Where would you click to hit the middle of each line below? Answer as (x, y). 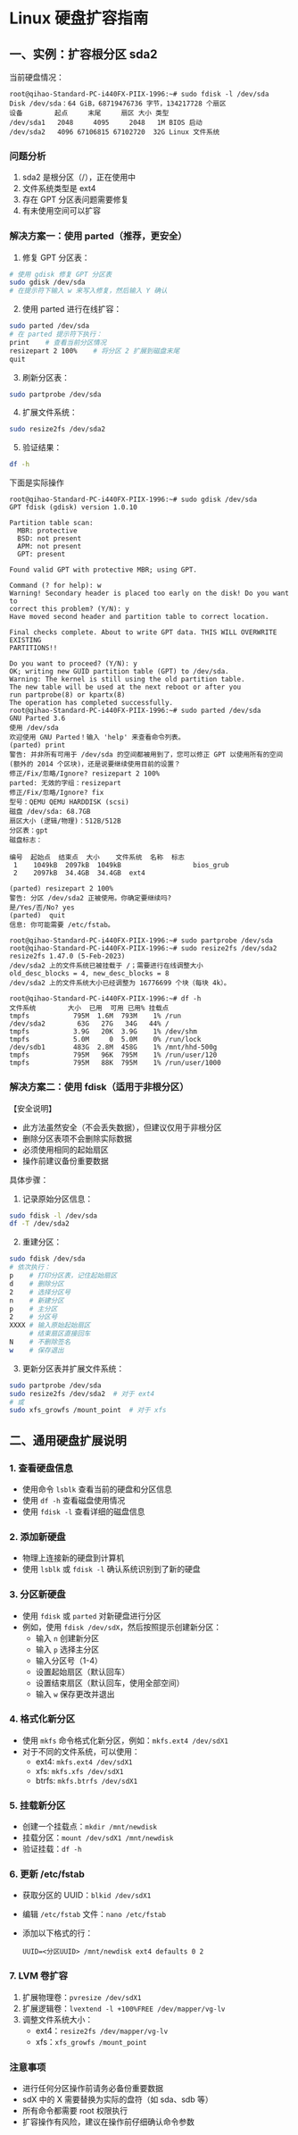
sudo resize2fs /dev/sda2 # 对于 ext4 (82, 1394)
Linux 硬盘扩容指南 (79, 18)
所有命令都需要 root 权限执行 (75, 2111)
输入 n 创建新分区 (67, 1638)
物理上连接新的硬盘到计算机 (73, 1558)
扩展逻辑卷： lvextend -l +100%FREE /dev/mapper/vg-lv (124, 2008)
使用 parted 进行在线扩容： (72, 309)
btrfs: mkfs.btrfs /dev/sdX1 (87, 1780)
